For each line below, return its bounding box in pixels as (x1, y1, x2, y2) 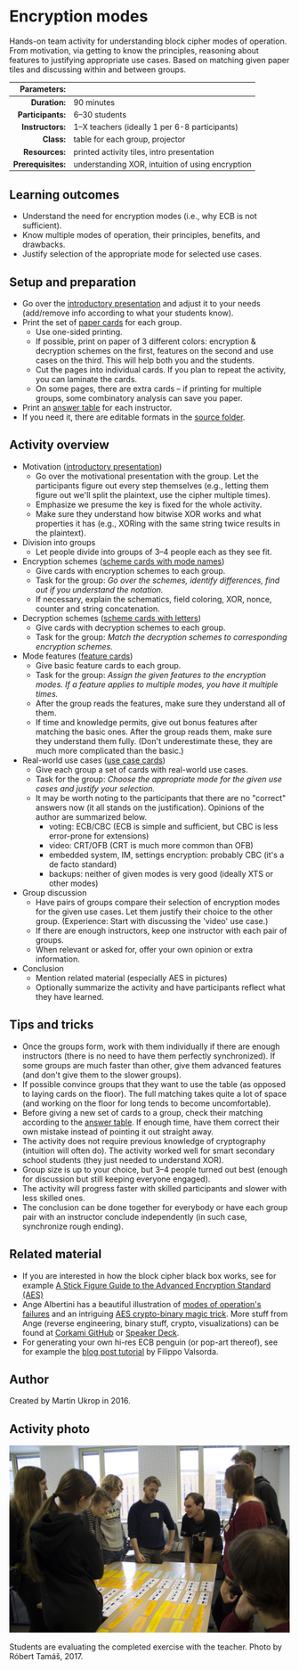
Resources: (23, 146, 67, 157)
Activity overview (9, 438, 109, 453)
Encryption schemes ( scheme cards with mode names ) (21, 555, 225, 567)
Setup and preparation (9, 274, 136, 290)
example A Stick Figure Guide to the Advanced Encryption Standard (21, 1280, 271, 1290)
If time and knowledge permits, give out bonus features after (35, 716, 258, 727)
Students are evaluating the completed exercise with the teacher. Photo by (9, 1641, 283, 1652)
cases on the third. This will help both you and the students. (35, 355, 255, 366)
